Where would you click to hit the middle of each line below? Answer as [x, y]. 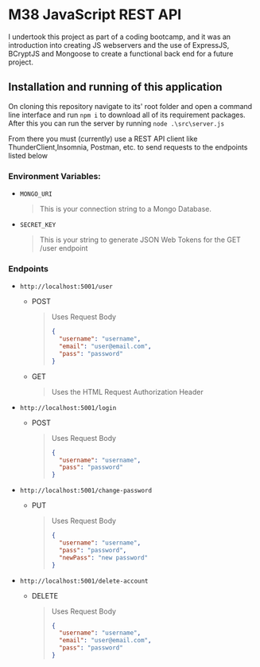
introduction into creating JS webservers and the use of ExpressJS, [119, 45]
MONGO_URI [36, 194]
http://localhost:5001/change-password [86, 491]
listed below [28, 155]
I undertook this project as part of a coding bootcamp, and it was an [120, 37]
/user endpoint [64, 248]
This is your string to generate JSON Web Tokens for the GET [140, 240]
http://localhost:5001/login [68, 408]
